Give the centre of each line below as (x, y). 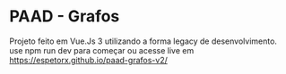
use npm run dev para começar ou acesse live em (102, 50)
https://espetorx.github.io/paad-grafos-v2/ (88, 60)
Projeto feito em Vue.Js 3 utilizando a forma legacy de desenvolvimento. (143, 41)
